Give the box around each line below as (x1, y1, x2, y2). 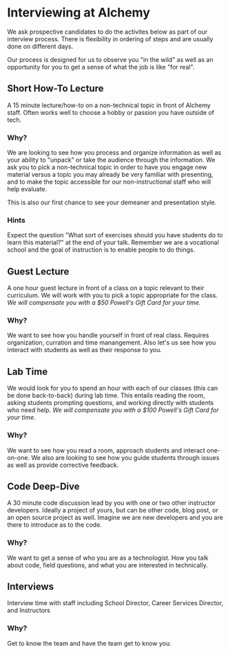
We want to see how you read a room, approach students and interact (7, 446, 205, 455)
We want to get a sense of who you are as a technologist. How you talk (7, 554, 209, 562)
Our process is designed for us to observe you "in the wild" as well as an (7, 55, 213, 63)
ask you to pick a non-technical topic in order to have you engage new (7, 163, 208, 171)
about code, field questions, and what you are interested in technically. (7, 560, 208, 569)
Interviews (7, 581, 54, 593)
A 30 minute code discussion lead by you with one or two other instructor (7, 499, 216, 507)
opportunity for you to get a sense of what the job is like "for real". (7, 63, 195, 71)
